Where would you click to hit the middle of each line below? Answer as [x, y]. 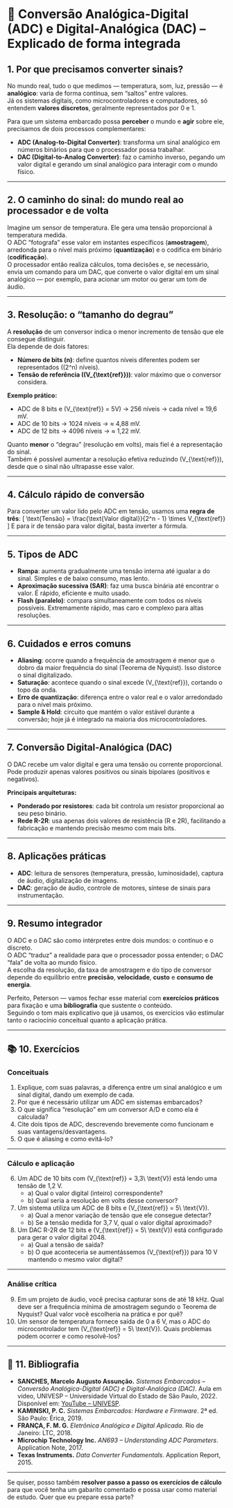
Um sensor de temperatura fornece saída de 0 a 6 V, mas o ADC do [113, 1321]
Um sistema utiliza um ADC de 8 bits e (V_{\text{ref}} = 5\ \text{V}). [113, 1208]
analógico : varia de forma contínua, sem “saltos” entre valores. [98, 93]
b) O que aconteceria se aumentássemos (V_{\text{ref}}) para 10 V [122, 1252]
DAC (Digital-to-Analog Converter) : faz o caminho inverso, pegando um [121, 157]
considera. [33, 382]
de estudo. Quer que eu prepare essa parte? [70, 1497]
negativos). [23, 779]
